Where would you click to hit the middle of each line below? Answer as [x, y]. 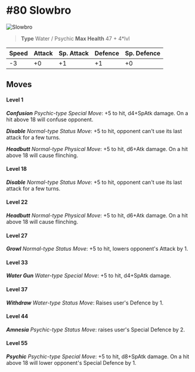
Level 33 [17, 262]
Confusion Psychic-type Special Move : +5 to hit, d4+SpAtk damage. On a [97, 113]
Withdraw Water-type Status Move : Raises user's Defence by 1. [85, 303]
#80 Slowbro [39, 10]
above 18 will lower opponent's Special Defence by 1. [71, 362]
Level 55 [17, 343]
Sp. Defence [143, 53]
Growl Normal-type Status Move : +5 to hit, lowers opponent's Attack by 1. [97, 249]
